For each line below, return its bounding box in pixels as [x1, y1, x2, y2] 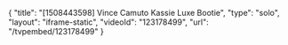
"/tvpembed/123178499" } [8, 26, 104, 36]
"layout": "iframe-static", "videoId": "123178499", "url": [8, 17, 210, 27]
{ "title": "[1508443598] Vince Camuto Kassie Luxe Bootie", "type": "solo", [8, 8, 281, 18]
